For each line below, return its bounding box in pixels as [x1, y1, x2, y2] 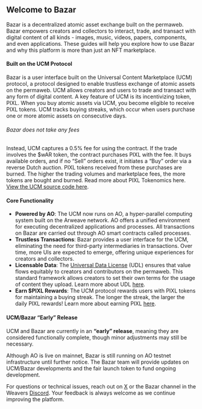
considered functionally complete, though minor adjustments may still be [6, 334, 188, 341]
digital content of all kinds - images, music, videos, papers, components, [6, 33, 187, 41]
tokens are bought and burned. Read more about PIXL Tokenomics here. [6, 177, 186, 184]
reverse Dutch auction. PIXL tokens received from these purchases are [6, 164, 182, 171]
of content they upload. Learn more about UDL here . [14, 281, 146, 288]
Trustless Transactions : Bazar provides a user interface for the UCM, [14, 236, 189, 243]
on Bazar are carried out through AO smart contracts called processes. [14, 229, 192, 237]
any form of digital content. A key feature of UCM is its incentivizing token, [6, 93, 192, 100]
